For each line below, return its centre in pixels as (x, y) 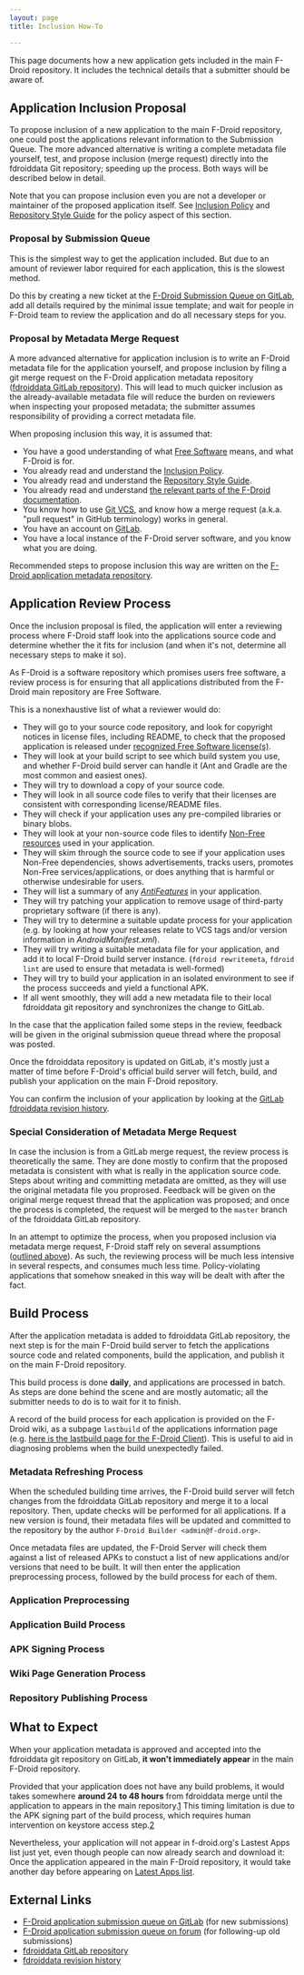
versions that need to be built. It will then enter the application (125, 1567)
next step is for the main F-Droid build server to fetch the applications (140, 1345)
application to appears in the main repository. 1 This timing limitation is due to (152, 1805)
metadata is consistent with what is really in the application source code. (145, 1171)
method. (25, 277)
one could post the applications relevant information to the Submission (142, 140)
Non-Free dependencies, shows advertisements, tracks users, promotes (158, 862)
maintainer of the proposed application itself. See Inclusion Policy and (140, 206)
